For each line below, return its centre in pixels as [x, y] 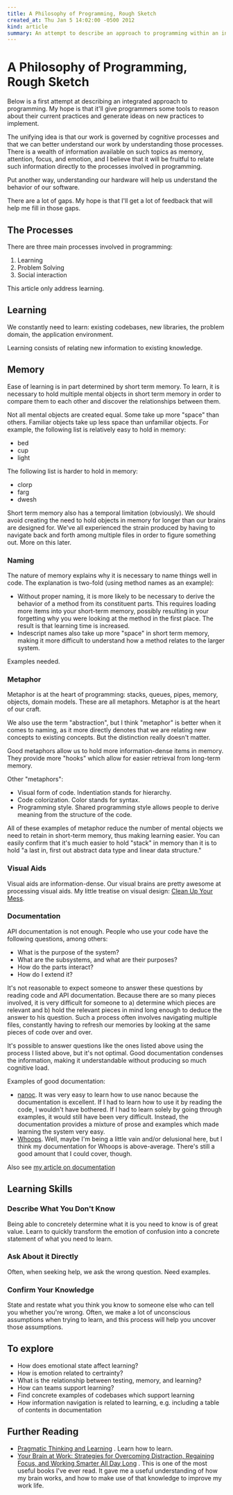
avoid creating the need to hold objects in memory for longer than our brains [116, 520]
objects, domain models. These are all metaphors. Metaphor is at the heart [114, 702]
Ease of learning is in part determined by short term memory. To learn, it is [113, 386]
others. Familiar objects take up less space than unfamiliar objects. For [108, 422]
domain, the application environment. [60, 334]
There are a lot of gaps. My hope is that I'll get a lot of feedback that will [110, 201]
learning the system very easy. [61, 1131]
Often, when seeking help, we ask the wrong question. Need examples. [109, 1271]
